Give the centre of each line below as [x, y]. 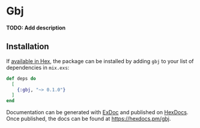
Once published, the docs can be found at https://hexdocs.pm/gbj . [89, 119]
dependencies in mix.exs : [38, 67]
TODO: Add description [36, 28]
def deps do [21, 78]
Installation [28, 47]
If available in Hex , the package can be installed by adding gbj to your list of [100, 61]
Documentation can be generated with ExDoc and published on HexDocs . [97, 112]
